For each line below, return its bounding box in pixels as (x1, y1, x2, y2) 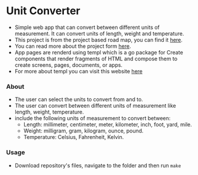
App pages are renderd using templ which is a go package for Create (14, 48, 183, 56)
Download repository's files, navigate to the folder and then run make (14, 161, 181, 169)
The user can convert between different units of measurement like (14, 102, 176, 109)
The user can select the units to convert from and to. (14, 96, 144, 103)
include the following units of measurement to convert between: (14, 115, 171, 122)
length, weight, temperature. (14, 108, 85, 116)
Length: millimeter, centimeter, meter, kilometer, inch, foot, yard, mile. (23, 121, 192, 128)
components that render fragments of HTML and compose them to (14, 55, 178, 62)
